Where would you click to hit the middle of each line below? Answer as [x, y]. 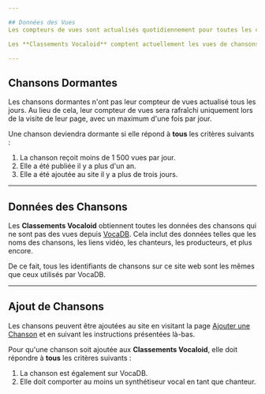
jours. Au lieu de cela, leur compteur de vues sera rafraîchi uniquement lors [131, 111]
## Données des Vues [42, 22]
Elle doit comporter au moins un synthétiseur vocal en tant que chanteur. [138, 381]
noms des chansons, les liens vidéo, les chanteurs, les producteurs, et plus [130, 242]
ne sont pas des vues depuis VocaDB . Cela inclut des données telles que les [132, 234]
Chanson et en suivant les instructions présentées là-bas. [102, 334]
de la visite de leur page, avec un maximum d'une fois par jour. [110, 118]
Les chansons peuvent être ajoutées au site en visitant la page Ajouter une [129, 325]
